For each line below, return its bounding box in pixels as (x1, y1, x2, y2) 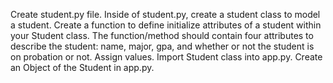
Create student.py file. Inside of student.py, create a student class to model (10, 9, 321, 20)
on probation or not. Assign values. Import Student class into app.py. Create (10, 51, 323, 63)
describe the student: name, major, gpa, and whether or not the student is (10, 40, 315, 52)
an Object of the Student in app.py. (10, 62, 155, 73)
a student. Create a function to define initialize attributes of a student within (10, 19, 322, 31)
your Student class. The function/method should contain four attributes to (10, 30, 314, 41)
